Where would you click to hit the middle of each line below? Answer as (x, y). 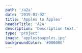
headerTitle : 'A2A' (26, 24)
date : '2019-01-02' (26, 15)
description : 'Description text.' (42, 29)
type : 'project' (22, 33)
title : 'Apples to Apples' (34, 19)
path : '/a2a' (19, 10)
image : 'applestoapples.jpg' (36, 38)
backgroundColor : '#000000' (35, 43)
